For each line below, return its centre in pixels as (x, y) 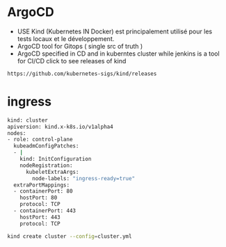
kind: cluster (28, 120)
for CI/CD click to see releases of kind (72, 61)
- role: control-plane (40, 140)
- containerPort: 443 (45, 211)
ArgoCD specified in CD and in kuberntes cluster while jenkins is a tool (119, 54)
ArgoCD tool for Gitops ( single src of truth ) (80, 46)
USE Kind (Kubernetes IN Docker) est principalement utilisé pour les (115, 31)
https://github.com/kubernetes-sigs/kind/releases (82, 74)
